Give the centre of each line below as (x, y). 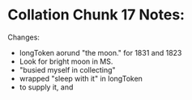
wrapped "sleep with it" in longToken (81, 78)
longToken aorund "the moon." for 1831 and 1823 (100, 52)
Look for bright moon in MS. (66, 61)
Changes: (23, 37)
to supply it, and (46, 87)
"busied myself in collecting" (67, 69)
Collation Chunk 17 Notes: (96, 15)
